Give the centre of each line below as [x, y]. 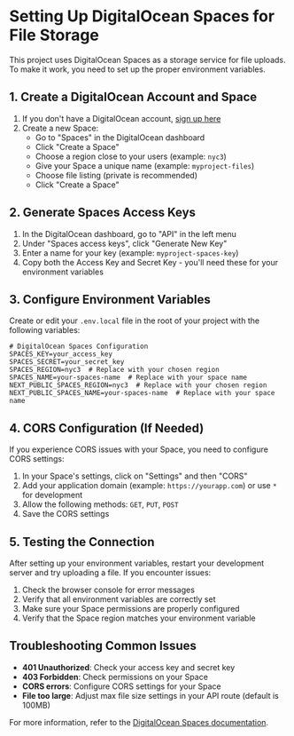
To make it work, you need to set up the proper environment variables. [137, 69]
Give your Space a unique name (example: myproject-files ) [145, 165]
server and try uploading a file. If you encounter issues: [110, 573]
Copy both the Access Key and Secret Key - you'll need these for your [150, 262]
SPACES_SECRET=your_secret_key [67, 362]
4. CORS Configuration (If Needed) [107, 428]
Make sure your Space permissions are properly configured [131, 609]
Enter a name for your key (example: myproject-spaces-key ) [130, 253]
